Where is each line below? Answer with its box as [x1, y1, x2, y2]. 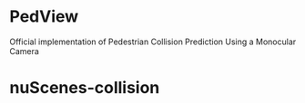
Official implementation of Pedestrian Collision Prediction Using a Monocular [9, 36, 297, 47]
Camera [9, 45, 39, 56]
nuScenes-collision [9, 78, 160, 98]
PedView [9, 6, 79, 27]
